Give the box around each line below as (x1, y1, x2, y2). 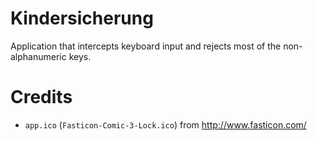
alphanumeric (10, 50, 67, 62)
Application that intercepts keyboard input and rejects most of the (10, 40, 282, 52)
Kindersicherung (10, 7, 154, 30)
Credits (10, 86, 73, 109)
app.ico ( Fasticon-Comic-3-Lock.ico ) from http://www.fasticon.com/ (24, 118, 307, 131)
